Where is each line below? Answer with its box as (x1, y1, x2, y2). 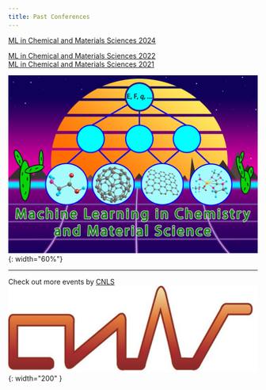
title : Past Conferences (8, 13, 90, 21)
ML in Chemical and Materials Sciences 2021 (8, 59, 154, 69)
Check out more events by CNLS (8, 277, 115, 286)
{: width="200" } (8, 373, 63, 383)
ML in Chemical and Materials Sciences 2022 (8, 51, 156, 60)
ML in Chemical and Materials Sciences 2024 (8, 36, 156, 45)
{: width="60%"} (8, 254, 63, 263)
